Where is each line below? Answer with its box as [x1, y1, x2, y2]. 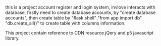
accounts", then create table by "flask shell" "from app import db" [5, 15, 142, 20]
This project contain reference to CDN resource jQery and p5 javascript [5, 30, 154, 35]
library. [5, 35, 20, 41]
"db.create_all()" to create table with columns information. [5, 20, 126, 26]
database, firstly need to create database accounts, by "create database [5, 9, 156, 15]
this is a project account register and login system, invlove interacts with [5, 4, 155, 10]
